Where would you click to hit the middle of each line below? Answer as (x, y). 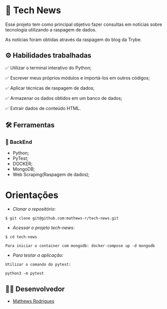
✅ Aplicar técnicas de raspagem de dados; (50, 88)
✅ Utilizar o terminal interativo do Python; (49, 67)
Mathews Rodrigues (33, 301)
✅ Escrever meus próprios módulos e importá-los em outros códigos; (78, 78)
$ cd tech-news (21, 237)
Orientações (32, 195)
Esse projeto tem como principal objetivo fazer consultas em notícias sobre (84, 24)
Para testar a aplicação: (38, 255)
